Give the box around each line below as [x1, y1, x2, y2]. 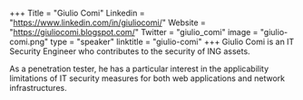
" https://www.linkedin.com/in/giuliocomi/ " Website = [9, 17, 207, 28]
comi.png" [9, 36, 49, 47]
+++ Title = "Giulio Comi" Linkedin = [9, 8, 145, 18]
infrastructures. [9, 83, 67, 93]
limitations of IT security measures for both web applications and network [9, 73, 286, 84]
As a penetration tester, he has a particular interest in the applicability [9, 63, 269, 74]
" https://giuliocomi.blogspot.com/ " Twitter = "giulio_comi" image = [9, 27, 259, 37]
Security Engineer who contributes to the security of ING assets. [9, 46, 251, 57]
